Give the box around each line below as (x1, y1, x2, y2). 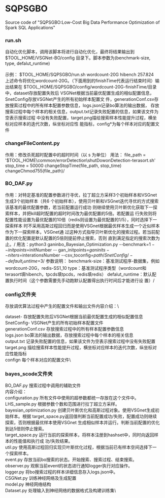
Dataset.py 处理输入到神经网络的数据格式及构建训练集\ (5, 488, 116, 494)
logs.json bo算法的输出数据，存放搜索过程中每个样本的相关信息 (5, 332, 134, 338)
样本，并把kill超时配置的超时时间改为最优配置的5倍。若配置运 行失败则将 (9, 210, 157, 216)
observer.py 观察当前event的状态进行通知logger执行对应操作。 (5, 463, 133, 469)
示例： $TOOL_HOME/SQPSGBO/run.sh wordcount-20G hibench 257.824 (5, 72, 154, 78)
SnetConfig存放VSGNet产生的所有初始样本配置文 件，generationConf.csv (5, 96, 154, 102)
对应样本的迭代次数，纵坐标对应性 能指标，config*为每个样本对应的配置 (9, 121, 155, 127)
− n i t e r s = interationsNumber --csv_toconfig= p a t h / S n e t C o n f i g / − (5, 252, 133, 258)
